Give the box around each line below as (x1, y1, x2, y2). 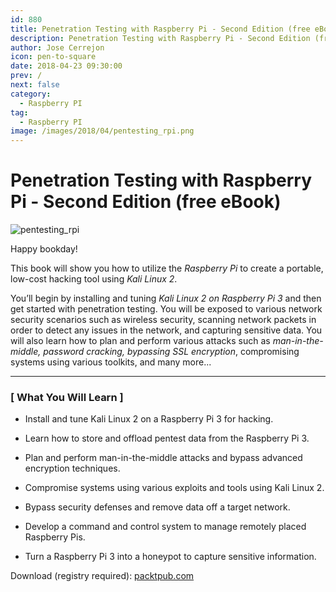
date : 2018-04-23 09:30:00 (10, 61, 123, 71)
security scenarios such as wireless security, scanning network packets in (10, 314, 317, 326)
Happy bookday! (10, 243, 78, 255)
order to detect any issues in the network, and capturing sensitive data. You (10, 324, 323, 336)
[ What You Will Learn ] (10, 390, 124, 404)
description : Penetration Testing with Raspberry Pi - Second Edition (10, 33, 311, 43)
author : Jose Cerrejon (10, 42, 105, 53)
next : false (10, 80, 60, 90)
